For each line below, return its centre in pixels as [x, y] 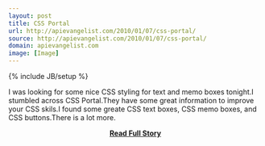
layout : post [30, 16]
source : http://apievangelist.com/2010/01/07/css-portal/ [108, 38]
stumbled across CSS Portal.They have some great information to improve [131, 100]
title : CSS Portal [39, 23]
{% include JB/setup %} [48, 76]
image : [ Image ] [34, 53]
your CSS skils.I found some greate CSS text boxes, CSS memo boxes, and [132, 109]
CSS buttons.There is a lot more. [62, 117]
